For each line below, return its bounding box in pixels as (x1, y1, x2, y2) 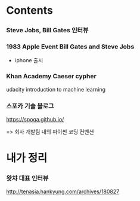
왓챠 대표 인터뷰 (6, 174, 49, 182)
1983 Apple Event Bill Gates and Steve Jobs (6, 42, 135, 51)
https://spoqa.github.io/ (6, 116, 64, 123)
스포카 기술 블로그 (6, 102, 55, 110)
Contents (6, 4, 54, 17)
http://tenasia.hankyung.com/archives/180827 (6, 188, 120, 195)
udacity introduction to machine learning (6, 86, 106, 93)
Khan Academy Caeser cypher (6, 72, 97, 81)
